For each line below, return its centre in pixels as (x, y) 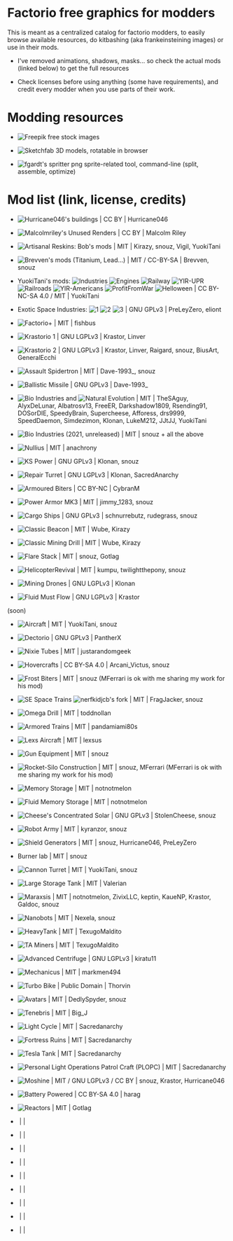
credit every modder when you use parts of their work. (96, 89)
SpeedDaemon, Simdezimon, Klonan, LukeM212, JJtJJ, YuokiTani (112, 420)
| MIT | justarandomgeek (96, 651)
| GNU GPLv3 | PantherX (86, 637)
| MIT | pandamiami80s (104, 726)
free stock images (74, 137)
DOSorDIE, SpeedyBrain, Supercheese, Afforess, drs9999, (102, 413)
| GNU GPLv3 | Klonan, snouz (97, 461)
